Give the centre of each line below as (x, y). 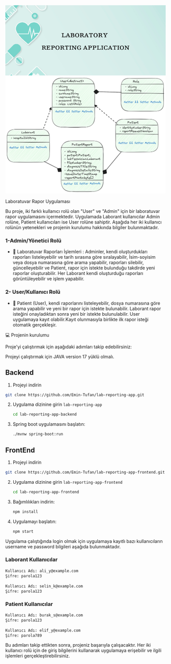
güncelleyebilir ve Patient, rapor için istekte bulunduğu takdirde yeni (84, 268)
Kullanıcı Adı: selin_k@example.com (44, 586)
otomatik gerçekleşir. (35, 325)
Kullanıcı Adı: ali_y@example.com (42, 571)
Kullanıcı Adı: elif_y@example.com (43, 631)
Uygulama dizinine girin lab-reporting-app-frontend (68, 482)
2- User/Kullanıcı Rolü (33, 292)
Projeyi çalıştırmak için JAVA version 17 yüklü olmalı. (60, 356)
